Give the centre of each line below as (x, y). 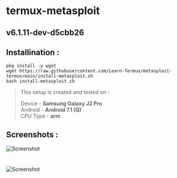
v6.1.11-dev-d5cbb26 (45, 33)
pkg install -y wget (31, 66)
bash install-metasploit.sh (41, 81)
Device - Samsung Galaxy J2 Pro (61, 103)
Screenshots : (32, 134)
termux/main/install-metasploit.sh (50, 76)
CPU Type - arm (40, 116)
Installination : (33, 52)
